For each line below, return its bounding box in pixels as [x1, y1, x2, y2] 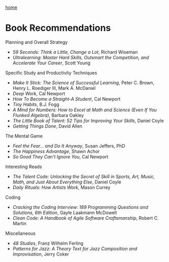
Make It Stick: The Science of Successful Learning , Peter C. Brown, [12, 79, 154, 86]
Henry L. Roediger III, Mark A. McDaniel [12, 85, 96, 91]
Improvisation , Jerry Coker [12, 251, 69, 257]
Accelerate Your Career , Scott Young [12, 60, 91, 66]
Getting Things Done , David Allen [12, 123, 82, 129]
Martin [12, 220, 27, 226]
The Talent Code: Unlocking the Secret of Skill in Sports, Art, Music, [12, 173, 155, 179]
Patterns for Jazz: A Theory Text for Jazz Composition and [12, 245, 137, 252]
